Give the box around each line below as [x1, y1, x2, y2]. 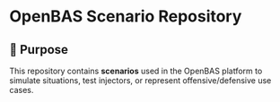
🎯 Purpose [9, 42, 69, 57]
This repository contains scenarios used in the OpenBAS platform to [9, 65, 263, 76]
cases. [9, 85, 34, 95]
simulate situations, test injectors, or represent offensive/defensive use [9, 75, 272, 86]
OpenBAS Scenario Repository [9, 6, 242, 27]
